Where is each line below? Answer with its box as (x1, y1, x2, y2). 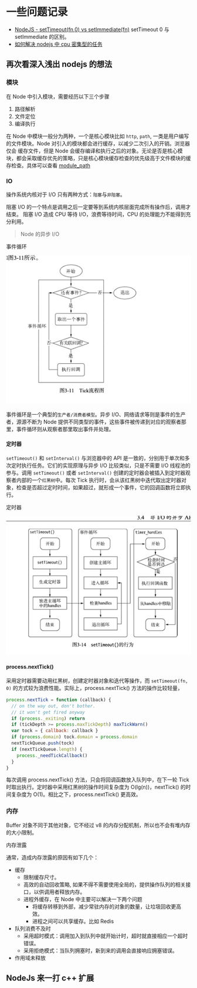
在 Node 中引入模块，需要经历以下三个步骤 (6, 93, 110, 100)
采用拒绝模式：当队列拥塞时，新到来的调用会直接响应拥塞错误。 (23, 947, 178, 954)
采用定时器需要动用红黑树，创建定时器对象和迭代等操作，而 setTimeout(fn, (6, 677, 189, 684)
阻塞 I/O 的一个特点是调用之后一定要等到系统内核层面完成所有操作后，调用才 (6, 203, 191, 210)
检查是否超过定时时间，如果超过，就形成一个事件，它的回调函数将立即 (16, 483, 186, 490)
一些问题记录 (6, 5, 69, 19)
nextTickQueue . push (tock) (11, 740, 75, 746)
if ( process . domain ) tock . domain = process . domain (11, 734, 138, 740)
